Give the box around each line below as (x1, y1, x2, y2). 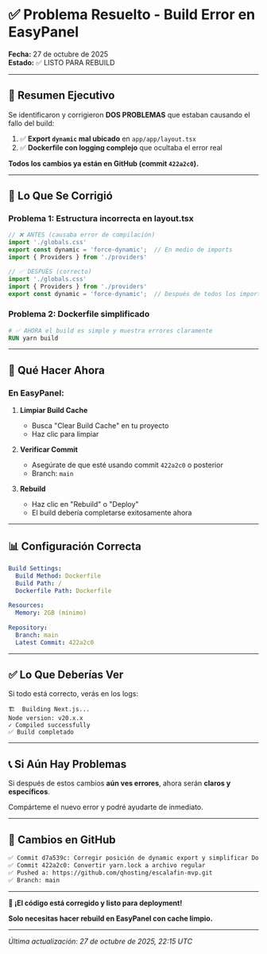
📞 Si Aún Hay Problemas (8, 757, 127, 771)
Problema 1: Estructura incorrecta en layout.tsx (8, 213, 194, 224)
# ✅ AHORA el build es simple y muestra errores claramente (8, 326, 213, 335)
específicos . (8, 787, 50, 796)
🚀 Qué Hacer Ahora (8, 364, 105, 377)
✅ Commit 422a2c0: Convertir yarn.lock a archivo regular (8, 861, 206, 869)
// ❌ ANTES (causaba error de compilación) (8, 231, 156, 239)
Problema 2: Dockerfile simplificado (8, 309, 150, 320)
